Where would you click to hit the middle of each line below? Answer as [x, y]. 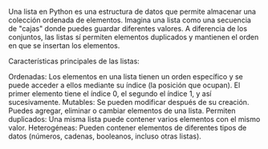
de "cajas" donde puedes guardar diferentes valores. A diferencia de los [128, 28]
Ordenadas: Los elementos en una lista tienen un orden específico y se [126, 77]
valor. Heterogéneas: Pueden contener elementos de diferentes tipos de [128, 128]
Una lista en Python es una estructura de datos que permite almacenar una [132, 12]
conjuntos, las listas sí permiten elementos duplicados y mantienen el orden [134, 37]
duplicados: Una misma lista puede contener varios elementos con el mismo [134, 119]
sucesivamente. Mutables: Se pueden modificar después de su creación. [129, 102]
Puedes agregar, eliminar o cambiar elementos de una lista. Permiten [122, 111]
